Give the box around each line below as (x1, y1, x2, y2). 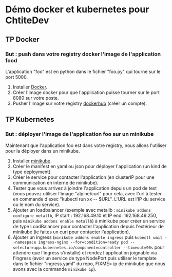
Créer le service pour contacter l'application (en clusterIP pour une (12, 174, 155, 180)
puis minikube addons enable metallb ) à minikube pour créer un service (12, 217, 165, 224)
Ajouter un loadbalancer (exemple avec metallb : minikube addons (12, 207, 151, 213)
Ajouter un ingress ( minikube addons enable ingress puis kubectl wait (12, 234, 163, 240)
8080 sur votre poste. (12, 95, 59, 101)
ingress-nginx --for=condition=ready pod (38, 239, 128, 245)
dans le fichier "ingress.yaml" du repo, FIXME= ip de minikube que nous (12, 261, 166, 267)
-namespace (12, 239, 36, 245)
